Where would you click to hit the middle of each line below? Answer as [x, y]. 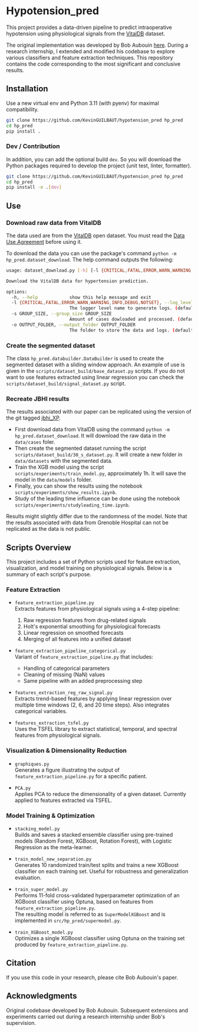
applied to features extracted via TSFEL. [63, 800]
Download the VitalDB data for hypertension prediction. [77, 281]
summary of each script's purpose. [49, 575]
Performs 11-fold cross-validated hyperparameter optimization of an [97, 895]
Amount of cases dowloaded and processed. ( [125, 320]
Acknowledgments [42, 996]
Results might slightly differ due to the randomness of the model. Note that [97, 517]
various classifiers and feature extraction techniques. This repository [90, 57]
